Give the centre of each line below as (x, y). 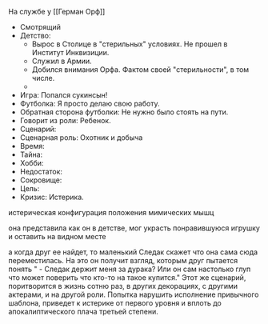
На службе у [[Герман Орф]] (57, 12)
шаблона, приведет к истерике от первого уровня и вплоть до (115, 303)
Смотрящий (40, 27)
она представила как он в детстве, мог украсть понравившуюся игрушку (134, 228)
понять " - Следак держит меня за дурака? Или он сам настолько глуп (130, 269)
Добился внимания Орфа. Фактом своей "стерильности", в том (140, 70)
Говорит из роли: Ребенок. (65, 120)
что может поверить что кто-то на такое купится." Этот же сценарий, (127, 278)
